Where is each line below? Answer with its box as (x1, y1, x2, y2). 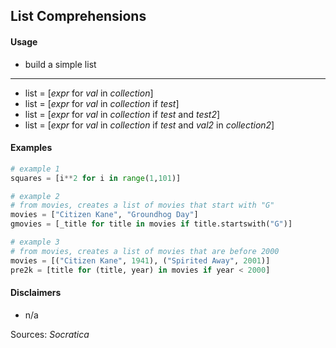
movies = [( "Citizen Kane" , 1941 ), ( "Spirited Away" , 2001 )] (10, 255, 271, 266)
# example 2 (10, 191, 60, 201)
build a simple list (24, 58, 97, 70)
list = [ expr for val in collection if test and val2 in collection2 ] (24, 119, 275, 131)
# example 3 (10, 237, 60, 248)
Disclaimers (10, 287, 62, 299)
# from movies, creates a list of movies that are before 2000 (10, 246, 280, 256)
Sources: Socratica (10, 328, 90, 340)
